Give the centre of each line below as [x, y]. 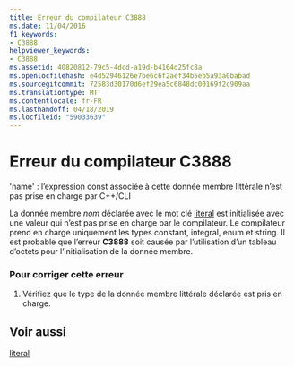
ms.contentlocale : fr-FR [56, 101]
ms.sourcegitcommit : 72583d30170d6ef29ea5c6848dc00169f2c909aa [130, 84]
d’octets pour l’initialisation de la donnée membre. [101, 252]
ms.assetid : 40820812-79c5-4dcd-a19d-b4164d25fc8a [106, 68]
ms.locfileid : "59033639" [57, 117]
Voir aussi [38, 332]
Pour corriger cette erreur [66, 274]
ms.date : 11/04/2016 [48, 26]
